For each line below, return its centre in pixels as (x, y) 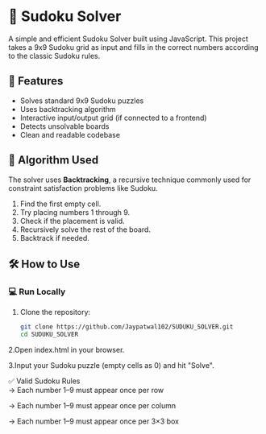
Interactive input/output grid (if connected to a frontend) (113, 118)
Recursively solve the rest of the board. (85, 229)
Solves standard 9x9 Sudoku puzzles (82, 101)
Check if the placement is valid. (72, 221)
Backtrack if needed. (55, 238)
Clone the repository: (55, 312)
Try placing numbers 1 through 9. (75, 212)
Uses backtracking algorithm (68, 109)
